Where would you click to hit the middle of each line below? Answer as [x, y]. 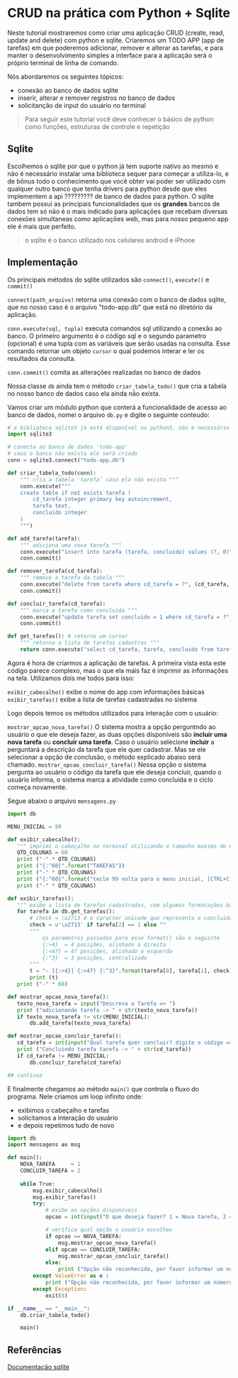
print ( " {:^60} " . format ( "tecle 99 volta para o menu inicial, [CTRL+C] [125, 879]
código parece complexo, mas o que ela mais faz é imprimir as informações [118, 670]
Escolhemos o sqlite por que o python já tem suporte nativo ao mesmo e [113, 166]
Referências [35, 1350]
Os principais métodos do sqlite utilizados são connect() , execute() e [108, 279]
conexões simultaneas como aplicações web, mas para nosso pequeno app [118, 218]
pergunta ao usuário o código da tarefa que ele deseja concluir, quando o [114, 772]
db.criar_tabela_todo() [55, 1315]
